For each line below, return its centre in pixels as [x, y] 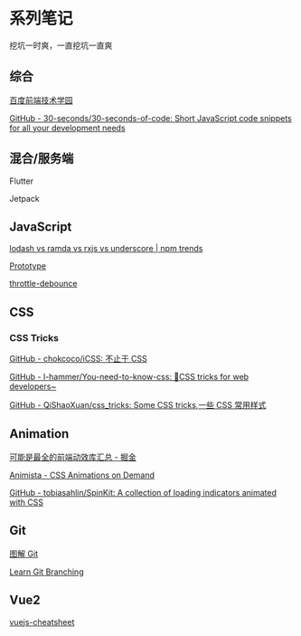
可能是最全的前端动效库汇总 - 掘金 [73, 457]
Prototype [28, 266]
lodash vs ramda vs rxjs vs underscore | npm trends [106, 249]
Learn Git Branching [47, 572]
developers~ [33, 386]
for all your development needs [67, 128]
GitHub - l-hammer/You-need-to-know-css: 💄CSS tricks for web [129, 377]
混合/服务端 [42, 159]
